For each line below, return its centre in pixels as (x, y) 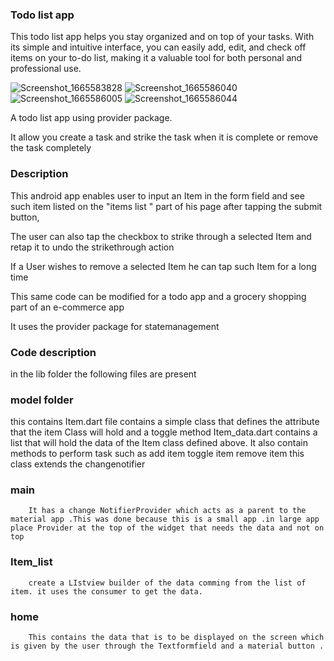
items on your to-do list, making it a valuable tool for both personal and (156, 58)
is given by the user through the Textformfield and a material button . (167, 646)
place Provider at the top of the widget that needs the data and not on (167, 528)
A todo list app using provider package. (91, 118)
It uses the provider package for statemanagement (115, 326)
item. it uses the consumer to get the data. (106, 591)
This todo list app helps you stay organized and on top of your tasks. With (162, 37)
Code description (53, 352)
